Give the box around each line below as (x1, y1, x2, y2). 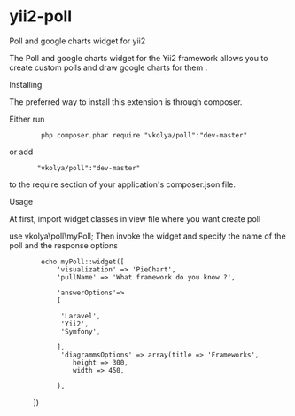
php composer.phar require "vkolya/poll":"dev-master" (41, 130, 248, 139)
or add (9, 146, 34, 157)
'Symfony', (60, 326, 101, 336)
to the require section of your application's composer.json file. (9, 179, 237, 190)
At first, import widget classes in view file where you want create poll (9, 213, 261, 224)
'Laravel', (60, 311, 101, 320)
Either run (9, 114, 45, 124)
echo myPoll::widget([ (41, 257, 125, 266)
